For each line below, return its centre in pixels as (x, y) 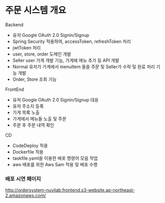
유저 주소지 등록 (28, 106)
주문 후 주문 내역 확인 (33, 125)
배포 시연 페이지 (23, 179)
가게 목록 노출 (26, 112)
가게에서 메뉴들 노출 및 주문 (39, 119)
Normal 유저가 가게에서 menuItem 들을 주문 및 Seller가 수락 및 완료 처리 (84, 67)
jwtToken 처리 (27, 47)
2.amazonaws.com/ (26, 195)
